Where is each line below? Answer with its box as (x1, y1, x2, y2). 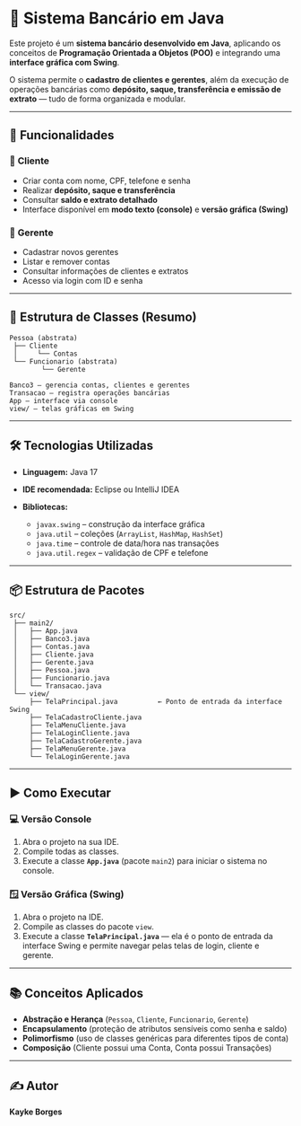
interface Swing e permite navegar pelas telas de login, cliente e (21, 940, 260, 951)
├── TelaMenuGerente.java (29, 744, 126, 753)
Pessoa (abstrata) (9, 333, 78, 342)
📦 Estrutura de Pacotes (9, 583, 145, 598)
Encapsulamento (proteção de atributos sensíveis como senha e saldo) (21, 1024, 288, 1034)
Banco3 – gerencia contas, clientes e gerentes (9, 381, 191, 390)
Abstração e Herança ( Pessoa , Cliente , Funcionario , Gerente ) (21, 1014, 249, 1025)
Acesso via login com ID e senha (21, 275, 143, 286)
